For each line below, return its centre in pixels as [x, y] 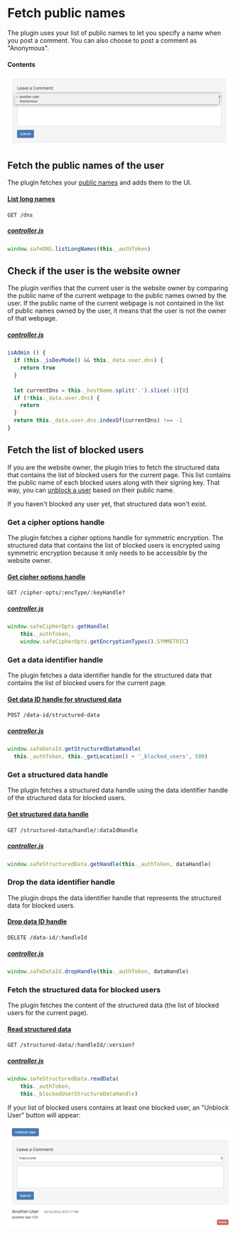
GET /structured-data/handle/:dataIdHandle [73, 830]
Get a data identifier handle [55, 660]
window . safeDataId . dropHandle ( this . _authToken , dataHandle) [98, 971]
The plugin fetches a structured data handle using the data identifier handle [118, 790]
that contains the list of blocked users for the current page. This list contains [119, 474]
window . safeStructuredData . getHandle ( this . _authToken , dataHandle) [109, 864]
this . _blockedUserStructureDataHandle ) [79, 1094]
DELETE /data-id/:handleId [47, 937]
